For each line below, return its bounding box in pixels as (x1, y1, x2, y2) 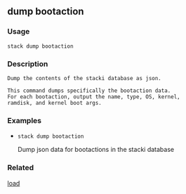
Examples (7, 115, 42, 125)
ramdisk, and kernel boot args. (7, 99, 102, 106)
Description (7, 59, 48, 69)
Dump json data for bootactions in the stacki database (17, 145, 174, 154)
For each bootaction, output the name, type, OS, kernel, (7, 93, 180, 101)
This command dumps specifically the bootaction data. (7, 87, 171, 94)
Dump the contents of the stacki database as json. (7, 75, 161, 82)
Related (7, 163, 34, 173)
